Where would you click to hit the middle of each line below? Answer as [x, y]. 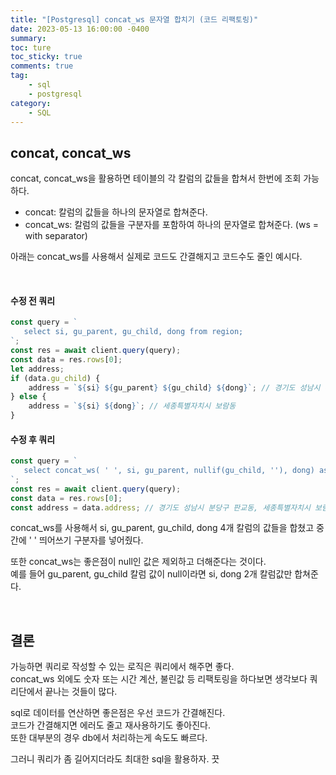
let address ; [37, 369]
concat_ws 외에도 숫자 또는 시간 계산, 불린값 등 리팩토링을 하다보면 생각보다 [159, 679]
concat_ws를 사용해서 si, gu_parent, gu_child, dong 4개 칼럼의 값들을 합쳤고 [162, 528]
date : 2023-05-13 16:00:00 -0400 [80, 29]
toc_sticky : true [46, 57]
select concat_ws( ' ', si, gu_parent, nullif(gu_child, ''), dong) [169, 471]
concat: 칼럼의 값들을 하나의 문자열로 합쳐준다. [116, 212]
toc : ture [31, 47]
